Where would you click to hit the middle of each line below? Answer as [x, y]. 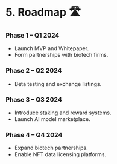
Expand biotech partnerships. [51, 148]
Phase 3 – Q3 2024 [34, 99]
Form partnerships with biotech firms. [61, 55]
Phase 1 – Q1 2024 [33, 36]
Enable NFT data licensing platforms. [60, 154]
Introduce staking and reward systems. [63, 113]
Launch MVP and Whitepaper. [51, 48]
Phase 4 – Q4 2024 [34, 135]
